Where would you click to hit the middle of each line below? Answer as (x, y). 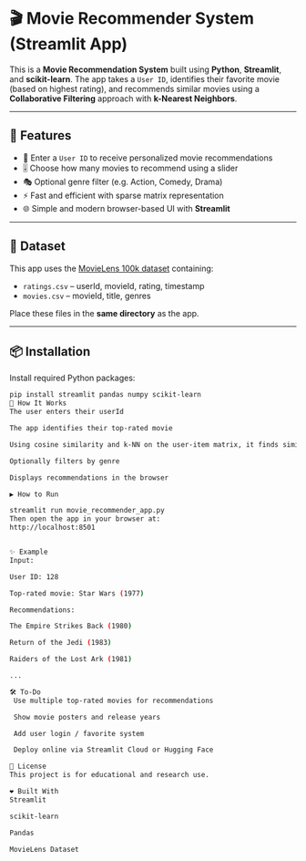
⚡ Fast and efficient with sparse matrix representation (123, 195)
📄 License (28, 767)
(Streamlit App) (69, 44)
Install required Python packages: (72, 378)
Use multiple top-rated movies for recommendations (113, 700)
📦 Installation (50, 352)
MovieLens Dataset (44, 849)
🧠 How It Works (38, 403)
